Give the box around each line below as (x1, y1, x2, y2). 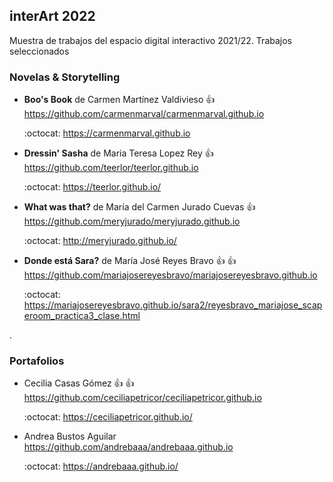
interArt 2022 (9, 8, 96, 25)
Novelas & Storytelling (9, 70, 121, 84)
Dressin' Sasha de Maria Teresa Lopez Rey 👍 (23, 147, 214, 159)
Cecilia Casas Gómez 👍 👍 (23, 377, 135, 389)
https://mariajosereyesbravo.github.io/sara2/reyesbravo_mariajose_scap (23, 299, 323, 311)
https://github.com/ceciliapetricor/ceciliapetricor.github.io (23, 392, 262, 404)
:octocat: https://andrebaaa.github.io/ (23, 460, 179, 473)
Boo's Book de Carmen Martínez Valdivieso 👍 (23, 94, 216, 106)
